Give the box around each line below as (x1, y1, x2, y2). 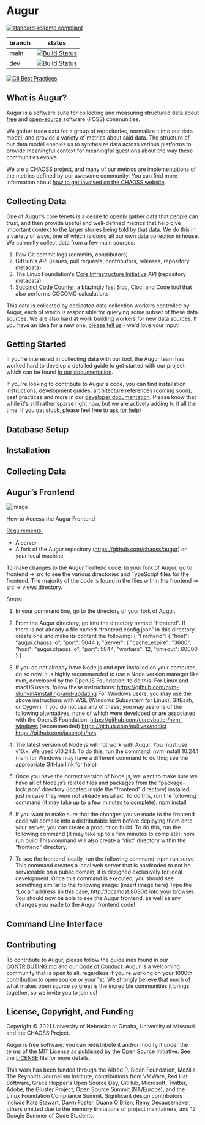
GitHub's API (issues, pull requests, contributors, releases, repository (15, 257, 190, 264)
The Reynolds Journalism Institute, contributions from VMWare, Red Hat (6, 1073, 188, 1080)
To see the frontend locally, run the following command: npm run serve (15, 855, 195, 862)
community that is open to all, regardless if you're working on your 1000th (6, 969, 193, 976)
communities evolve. (6, 153, 59, 160)
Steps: (6, 596, 23, 603)
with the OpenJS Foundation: (15, 716, 89, 724)
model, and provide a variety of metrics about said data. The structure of (6, 133, 190, 141)
